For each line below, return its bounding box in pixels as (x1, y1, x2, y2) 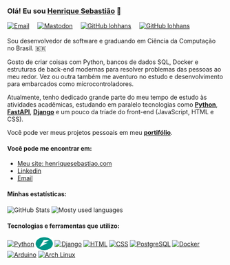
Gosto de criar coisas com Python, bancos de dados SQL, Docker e (7, 58, 198, 66)
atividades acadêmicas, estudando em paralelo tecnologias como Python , (7, 100, 218, 109)
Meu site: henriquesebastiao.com (17, 160, 112, 168)
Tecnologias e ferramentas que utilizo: (7, 222, 120, 230)
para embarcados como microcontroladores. (7, 80, 134, 88)
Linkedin (17, 167, 42, 175)
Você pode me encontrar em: (7, 144, 92, 152)
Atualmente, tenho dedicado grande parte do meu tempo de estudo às (7, 93, 207, 102)
